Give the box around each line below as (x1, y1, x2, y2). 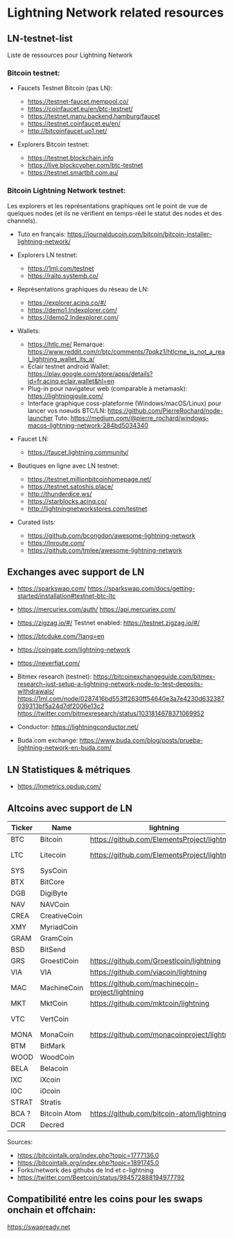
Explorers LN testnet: (17, 251, 78, 259)
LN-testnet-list (7, 33, 73, 44)
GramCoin (40, 933, 74, 943)
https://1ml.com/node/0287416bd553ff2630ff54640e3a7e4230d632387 (17, 695, 225, 703)
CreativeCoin (40, 911, 83, 921)
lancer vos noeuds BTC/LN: (27, 406, 106, 414)
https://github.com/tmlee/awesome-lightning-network (27, 546, 182, 554)
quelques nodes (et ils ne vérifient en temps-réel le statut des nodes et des (7, 209, 222, 217)
